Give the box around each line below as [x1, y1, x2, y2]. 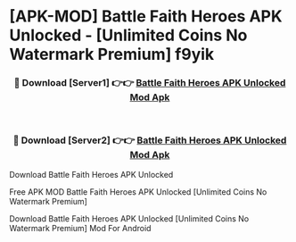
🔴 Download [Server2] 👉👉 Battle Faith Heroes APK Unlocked [12, 134, 287, 146]
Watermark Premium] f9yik [9, 45, 215, 64]
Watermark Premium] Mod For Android [9, 222, 152, 233]
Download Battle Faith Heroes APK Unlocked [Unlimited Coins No [9, 213, 250, 224]
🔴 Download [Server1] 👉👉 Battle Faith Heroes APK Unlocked [13, 77, 286, 89]
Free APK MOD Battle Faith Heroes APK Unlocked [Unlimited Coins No [9, 186, 267, 197]
